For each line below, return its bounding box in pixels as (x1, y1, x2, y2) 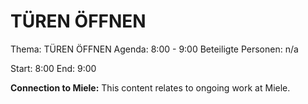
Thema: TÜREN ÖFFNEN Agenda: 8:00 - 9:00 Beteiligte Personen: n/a (10, 43, 299, 55)
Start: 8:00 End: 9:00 (10, 62, 97, 74)
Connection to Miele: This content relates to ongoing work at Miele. (10, 81, 291, 94)
